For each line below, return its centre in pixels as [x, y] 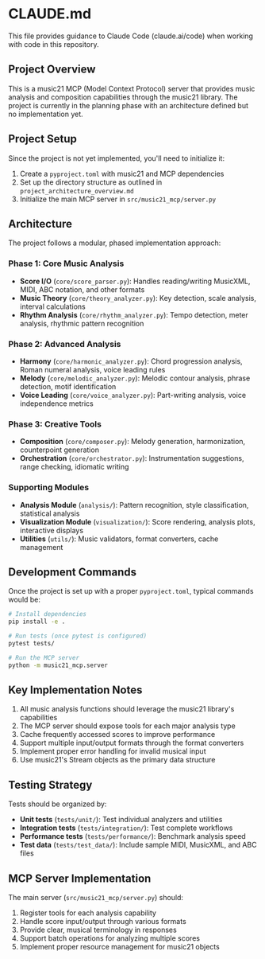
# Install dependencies [48, 614]
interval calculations [52, 306]
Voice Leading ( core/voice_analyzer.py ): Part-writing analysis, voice [133, 395]
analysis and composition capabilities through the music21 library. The [123, 97]
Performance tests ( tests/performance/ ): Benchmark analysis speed [132, 836]
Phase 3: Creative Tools [55, 424]
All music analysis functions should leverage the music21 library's [127, 709]
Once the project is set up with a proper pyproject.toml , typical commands [131, 591]
